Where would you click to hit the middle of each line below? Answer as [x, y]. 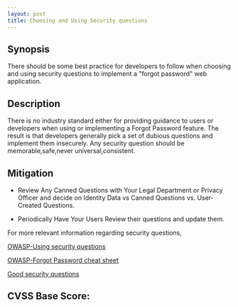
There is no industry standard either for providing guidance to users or [110, 121]
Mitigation [31, 173]
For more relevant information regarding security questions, [95, 233]
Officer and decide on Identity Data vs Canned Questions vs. [107, 197]
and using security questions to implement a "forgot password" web [107, 74]
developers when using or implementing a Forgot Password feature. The [113, 128]
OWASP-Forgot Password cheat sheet [63, 260]
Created [29, 205]
